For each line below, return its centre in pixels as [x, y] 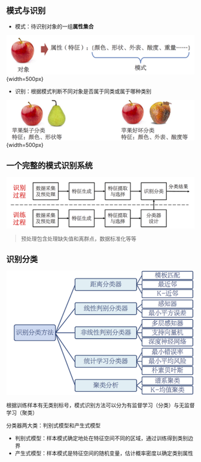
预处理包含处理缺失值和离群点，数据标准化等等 [78, 238]
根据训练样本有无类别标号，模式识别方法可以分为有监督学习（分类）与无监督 [100, 405]
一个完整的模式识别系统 [49, 165]
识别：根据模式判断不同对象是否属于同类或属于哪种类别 [83, 91]
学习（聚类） [22, 412]
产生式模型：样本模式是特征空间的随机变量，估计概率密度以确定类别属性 [104, 453]
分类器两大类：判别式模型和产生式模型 [53, 425]
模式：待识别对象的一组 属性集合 [54, 26]
